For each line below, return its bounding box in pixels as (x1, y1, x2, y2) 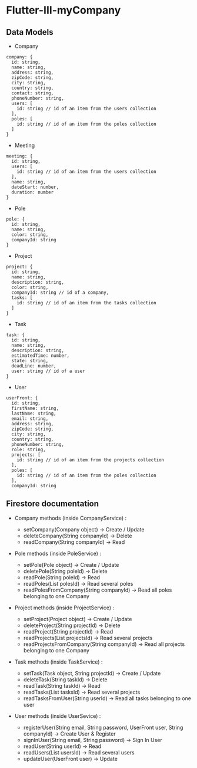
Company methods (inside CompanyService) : (14, 514, 127, 521)
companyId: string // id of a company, (11, 290, 109, 296)
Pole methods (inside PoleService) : (14, 550, 102, 557)
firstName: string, (11, 405, 59, 411)
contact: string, (11, 90, 54, 96)
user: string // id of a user (11, 368, 85, 374)
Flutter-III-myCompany (6, 4, 121, 17)
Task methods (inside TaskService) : (14, 658, 103, 665)
